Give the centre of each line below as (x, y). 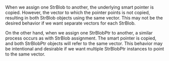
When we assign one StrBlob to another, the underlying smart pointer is (79, 7)
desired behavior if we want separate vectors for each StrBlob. (71, 23)
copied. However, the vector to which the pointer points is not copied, (78, 12)
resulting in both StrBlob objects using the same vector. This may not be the (84, 18)
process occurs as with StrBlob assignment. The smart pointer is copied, (81, 38)
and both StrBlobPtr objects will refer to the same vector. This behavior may (84, 43)
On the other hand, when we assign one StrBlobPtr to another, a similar (79, 33)
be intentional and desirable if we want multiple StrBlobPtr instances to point (85, 49)
